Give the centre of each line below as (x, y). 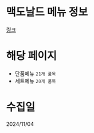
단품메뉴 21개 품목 (35, 73)
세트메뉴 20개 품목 (35, 81)
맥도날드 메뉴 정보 (47, 12)
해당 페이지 (32, 56)
